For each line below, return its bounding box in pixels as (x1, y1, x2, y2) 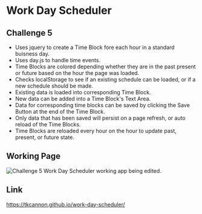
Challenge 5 (6, 28, 53, 38)
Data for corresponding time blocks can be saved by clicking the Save (15, 102, 191, 109)
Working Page (6, 151, 61, 161)
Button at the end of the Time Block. (15, 108, 106, 115)
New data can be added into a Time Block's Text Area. (15, 95, 151, 102)
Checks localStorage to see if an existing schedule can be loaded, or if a (15, 76, 196, 83)
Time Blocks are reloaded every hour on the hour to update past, (15, 128, 177, 134)
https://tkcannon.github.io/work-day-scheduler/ (6, 201, 125, 208)
